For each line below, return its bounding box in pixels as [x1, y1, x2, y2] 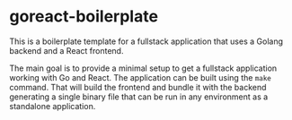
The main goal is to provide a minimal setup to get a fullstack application [9, 63, 278, 73]
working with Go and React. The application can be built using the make [9, 72, 271, 82]
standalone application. [9, 100, 96, 111]
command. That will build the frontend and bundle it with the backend [9, 81, 267, 92]
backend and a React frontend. [9, 45, 124, 56]
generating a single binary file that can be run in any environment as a [9, 91, 269, 102]
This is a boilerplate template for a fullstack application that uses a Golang [9, 36, 283, 47]
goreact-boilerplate [9, 6, 159, 27]
